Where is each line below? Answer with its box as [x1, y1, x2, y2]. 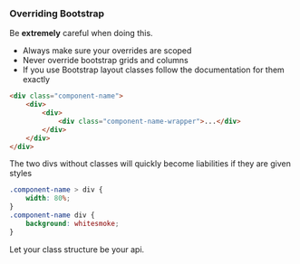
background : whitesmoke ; [25, 219, 120, 228]
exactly [22, 74, 51, 85]
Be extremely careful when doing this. [9, 28, 153, 39]
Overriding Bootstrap [9, 7, 105, 20]
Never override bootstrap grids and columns [22, 55, 189, 66]
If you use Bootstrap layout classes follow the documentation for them [22, 64, 285, 75]
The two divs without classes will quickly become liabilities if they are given [9, 158, 292, 169]
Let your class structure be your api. [9, 243, 145, 255]
